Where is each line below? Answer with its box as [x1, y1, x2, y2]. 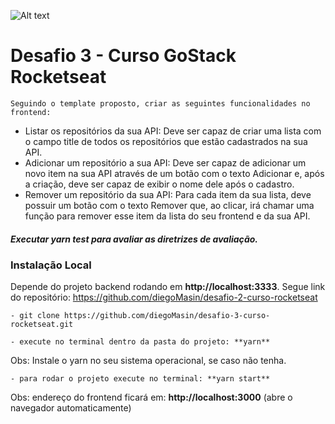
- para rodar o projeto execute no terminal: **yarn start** [10, 374, 271, 384]
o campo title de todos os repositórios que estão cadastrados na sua [24, 135, 308, 147]
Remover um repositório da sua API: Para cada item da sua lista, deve [24, 188, 312, 200]
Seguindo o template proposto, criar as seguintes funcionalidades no [10, 98, 311, 109]
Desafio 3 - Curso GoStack [10, 45, 237, 67]
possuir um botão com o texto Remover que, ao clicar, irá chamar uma [24, 199, 315, 211]
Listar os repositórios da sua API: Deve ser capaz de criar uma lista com [24, 125, 322, 137]
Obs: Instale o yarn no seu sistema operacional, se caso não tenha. [10, 355, 287, 367]
